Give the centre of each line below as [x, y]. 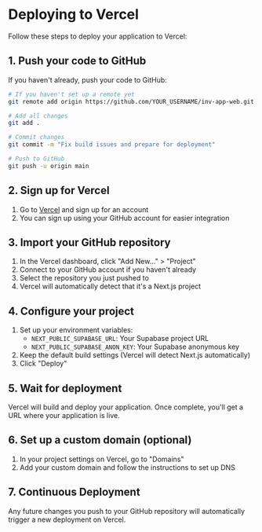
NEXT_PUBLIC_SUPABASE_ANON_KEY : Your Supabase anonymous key [135, 347]
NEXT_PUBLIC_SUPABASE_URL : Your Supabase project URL [120, 339]
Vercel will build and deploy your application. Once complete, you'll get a [126, 407]
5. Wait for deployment [65, 388]
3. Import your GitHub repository [89, 242]
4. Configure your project [71, 311]
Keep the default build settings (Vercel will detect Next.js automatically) [135, 355]
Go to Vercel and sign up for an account [84, 209]
